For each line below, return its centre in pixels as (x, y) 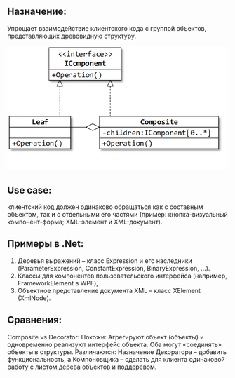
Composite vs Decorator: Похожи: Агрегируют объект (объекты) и (106, 337)
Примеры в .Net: (46, 244)
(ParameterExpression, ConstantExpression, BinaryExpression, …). (114, 268)
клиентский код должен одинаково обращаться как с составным (105, 207)
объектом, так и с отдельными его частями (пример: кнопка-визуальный (117, 214)
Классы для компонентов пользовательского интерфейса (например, (122, 276)
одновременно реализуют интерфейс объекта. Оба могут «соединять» (115, 344)
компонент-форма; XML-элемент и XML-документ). (85, 222)
